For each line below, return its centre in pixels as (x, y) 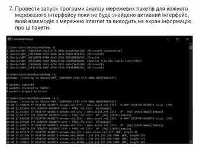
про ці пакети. (33, 27)
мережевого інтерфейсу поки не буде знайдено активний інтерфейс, (102, 15)
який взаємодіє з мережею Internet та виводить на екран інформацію (103, 21)
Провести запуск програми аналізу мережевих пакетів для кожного (101, 9)
